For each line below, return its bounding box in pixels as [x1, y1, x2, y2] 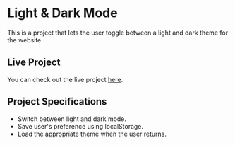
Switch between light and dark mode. [17, 115, 127, 123]
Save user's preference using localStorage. [17, 122, 143, 130]
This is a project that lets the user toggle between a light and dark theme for [7, 28, 228, 37]
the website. [7, 35, 44, 44]
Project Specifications [7, 95, 107, 108]
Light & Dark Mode [7, 5, 118, 21]
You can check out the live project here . [7, 75, 123, 83]
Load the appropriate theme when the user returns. [17, 129, 167, 138]
